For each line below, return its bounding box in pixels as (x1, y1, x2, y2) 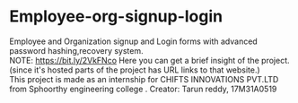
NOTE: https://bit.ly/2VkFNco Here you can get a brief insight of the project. (9, 55, 290, 65)
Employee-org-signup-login (9, 6, 223, 27)
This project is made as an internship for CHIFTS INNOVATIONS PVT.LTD (9, 73, 279, 84)
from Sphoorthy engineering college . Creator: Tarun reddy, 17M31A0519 (9, 83, 277, 94)
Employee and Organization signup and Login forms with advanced (9, 36, 258, 47)
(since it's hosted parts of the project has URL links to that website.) (9, 64, 260, 75)
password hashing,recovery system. (9, 45, 144, 56)
